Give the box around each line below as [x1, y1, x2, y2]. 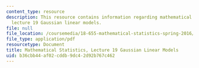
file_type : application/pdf [6, 36, 76, 42]
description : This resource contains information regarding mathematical [6, 14, 192, 20]
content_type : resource [6, 8, 65, 15]
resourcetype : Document [6, 42, 65, 48]
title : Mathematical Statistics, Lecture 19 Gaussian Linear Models [6, 47, 179, 53]
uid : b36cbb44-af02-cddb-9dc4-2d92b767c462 [6, 53, 115, 59]
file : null [6, 25, 33, 31]
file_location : [6, 31, 44, 37]
